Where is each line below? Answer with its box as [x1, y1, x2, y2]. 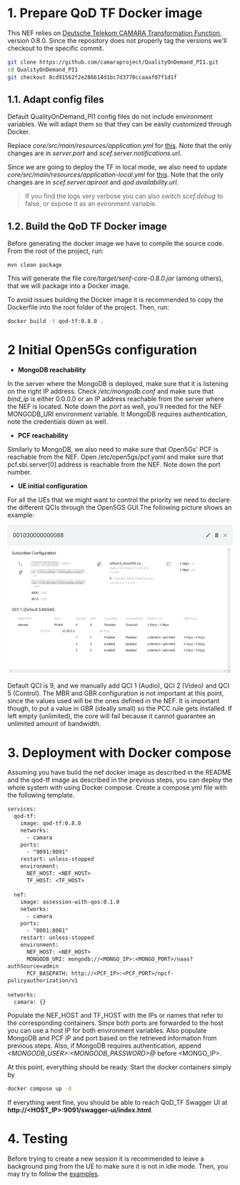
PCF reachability [17, 431, 69, 440]
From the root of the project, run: [7, 247, 104, 255]
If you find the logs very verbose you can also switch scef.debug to [24, 192, 224, 201]
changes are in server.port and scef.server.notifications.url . [7, 149, 182, 158]
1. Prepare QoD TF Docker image [7, 5, 203, 21]
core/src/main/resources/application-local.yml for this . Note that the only [7, 170, 224, 179]
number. [7, 468, 32, 476]
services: [7, 805, 37, 813]
